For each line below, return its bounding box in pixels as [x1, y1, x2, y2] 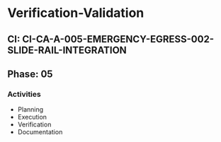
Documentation [17, 128, 63, 136]
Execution [17, 113, 47, 122]
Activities [7, 89, 41, 99]
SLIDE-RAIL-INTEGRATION [7, 44, 127, 56]
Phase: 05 [7, 68, 53, 80]
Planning [17, 105, 44, 114]
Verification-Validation [7, 5, 144, 21]
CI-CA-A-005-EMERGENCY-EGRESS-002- [22, 33, 215, 45]
